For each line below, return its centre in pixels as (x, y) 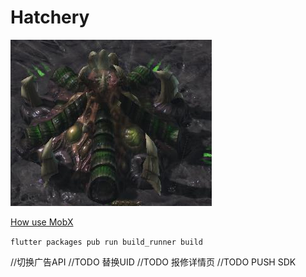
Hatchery (50, 17)
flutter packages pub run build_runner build (106, 242)
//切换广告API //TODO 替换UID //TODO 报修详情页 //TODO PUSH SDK (153, 262)
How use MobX (42, 222)
